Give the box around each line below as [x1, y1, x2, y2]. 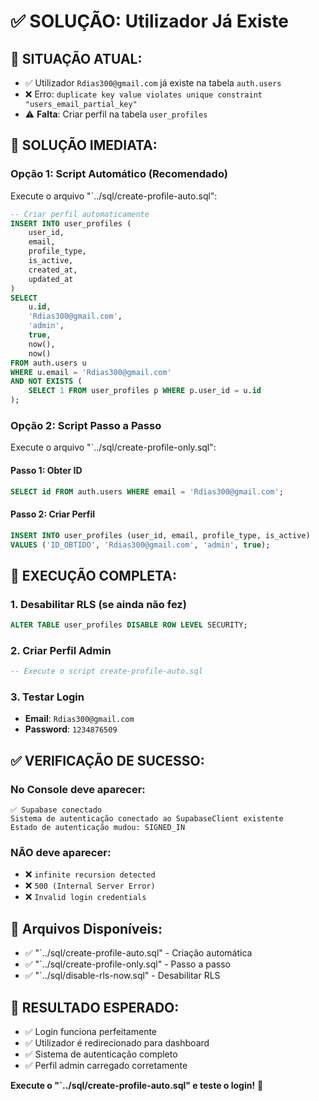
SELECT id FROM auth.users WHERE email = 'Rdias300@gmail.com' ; [10, 486, 284, 497]
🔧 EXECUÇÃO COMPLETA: [10, 567, 177, 584]
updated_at [28, 274, 74, 284]
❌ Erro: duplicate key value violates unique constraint [24, 88, 263, 100]
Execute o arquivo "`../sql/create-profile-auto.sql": [10, 190, 218, 202]
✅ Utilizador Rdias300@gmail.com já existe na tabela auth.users [24, 77, 282, 89]
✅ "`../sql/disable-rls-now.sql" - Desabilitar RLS [24, 970, 221, 982]
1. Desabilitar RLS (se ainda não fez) [10, 597, 187, 611]
